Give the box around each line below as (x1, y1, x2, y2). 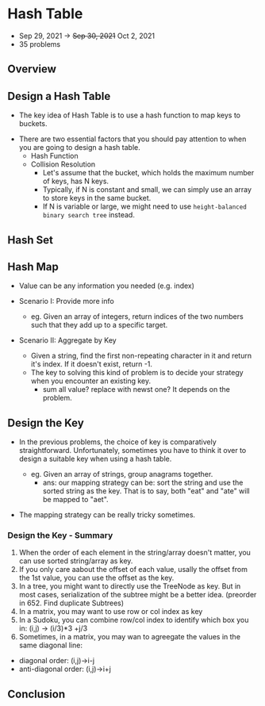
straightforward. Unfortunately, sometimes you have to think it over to (18, 446, 247, 455)
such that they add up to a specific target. (30, 320, 168, 330)
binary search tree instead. (42, 210, 136, 220)
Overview (7, 63, 57, 76)
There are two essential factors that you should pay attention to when (18, 134, 247, 144)
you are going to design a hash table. (18, 143, 140, 152)
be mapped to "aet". (42, 495, 109, 505)
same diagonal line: (18, 640, 83, 650)
